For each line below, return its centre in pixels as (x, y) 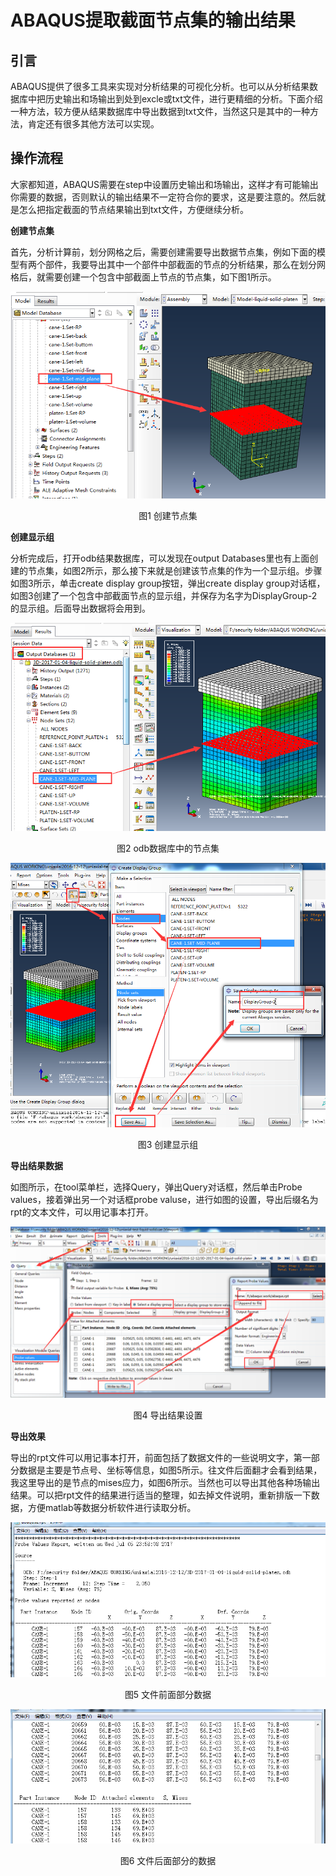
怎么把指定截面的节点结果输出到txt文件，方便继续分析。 (134, 209)
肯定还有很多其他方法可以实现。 (93, 124)
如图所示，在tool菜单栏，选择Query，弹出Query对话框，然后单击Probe (156, 1187)
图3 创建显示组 (168, 1144)
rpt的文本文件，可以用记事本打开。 (82, 1212)
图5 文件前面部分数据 (168, 1694)
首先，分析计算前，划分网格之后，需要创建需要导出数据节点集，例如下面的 (163, 252)
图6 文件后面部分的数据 (168, 1861)
